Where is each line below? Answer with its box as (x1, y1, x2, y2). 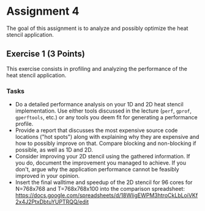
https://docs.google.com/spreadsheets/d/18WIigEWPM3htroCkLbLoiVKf (15, 191, 198, 199)
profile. (15, 120, 34, 128)
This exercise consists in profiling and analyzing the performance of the (6, 65, 188, 72)
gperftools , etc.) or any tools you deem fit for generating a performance (15, 114, 198, 121)
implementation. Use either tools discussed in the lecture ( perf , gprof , (15, 107, 192, 114)
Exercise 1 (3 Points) (6, 49, 86, 59)
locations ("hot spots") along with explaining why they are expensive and (15, 133, 199, 141)
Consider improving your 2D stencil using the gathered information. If (15, 153, 190, 160)
